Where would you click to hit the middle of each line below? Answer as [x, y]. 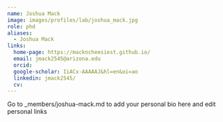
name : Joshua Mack [34, 14]
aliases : [20, 33]
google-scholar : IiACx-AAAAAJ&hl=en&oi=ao [76, 71]
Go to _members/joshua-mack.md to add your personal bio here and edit [111, 104]
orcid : [23, 65]
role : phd [22, 26]
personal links [27, 112]
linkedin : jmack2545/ [45, 78]
